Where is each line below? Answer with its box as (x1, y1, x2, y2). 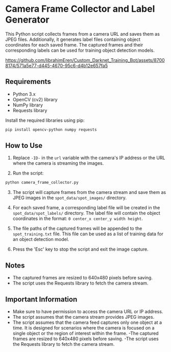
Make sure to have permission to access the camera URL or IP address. (12, 308, 163, 315)
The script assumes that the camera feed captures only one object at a (12, 319, 162, 325)
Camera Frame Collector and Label (5, 3, 155, 15)
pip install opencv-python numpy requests (5, 127, 97, 132)
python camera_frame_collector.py (5, 180, 79, 185)
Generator (5, 14, 50, 26)
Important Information (5, 295, 78, 303)
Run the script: (12, 170, 44, 177)
